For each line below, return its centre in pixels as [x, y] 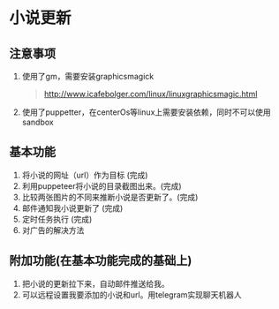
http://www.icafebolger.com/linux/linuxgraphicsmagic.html [151, 94]
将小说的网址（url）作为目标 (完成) [85, 175]
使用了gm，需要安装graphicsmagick [88, 76]
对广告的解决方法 [53, 230]
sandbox [38, 122]
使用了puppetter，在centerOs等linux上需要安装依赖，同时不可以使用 [146, 112]
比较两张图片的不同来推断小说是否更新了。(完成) [110, 197]
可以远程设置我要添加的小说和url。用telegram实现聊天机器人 [132, 294]
